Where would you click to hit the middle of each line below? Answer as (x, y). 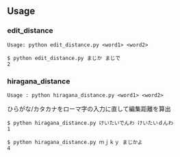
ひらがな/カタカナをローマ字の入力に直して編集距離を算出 (89, 109)
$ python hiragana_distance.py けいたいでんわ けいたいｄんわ (90, 123)
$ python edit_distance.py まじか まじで (64, 58)
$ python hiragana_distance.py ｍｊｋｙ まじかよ (75, 142)
